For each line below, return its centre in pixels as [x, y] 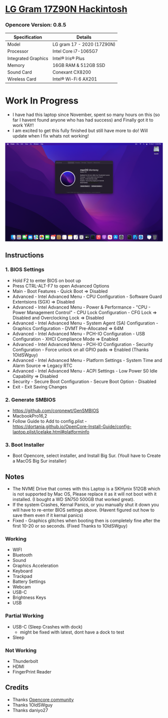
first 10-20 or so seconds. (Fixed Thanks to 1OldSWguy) [70, 526]
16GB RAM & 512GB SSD [79, 65]
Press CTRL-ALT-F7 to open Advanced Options [61, 285]
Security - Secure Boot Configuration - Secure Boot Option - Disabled [84, 381]
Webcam [21, 587]
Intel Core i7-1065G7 [75, 51]
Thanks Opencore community [43, 699]
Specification [28, 37]
